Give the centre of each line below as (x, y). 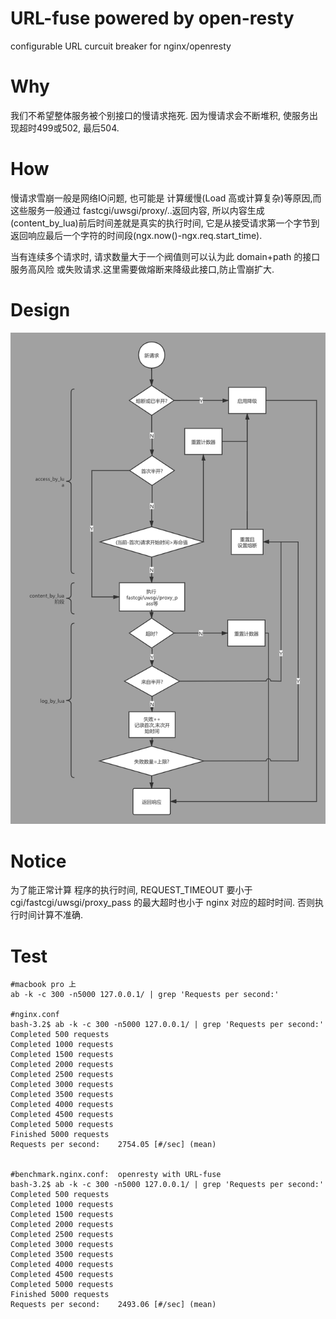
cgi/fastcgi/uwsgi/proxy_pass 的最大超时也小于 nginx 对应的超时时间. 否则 (163, 903)
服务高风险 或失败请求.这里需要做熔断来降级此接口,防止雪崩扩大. (142, 269)
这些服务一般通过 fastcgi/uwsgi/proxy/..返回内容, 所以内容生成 (137, 210)
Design (40, 310)
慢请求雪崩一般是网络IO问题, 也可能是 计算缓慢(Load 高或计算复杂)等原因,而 (166, 198)
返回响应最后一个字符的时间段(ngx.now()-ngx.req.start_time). (136, 235)
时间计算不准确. (51, 915)
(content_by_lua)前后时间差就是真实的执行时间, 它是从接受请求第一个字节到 (165, 223)
